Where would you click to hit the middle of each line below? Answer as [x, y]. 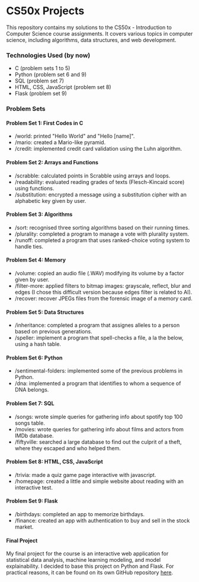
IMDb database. [34, 435]
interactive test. [34, 487]
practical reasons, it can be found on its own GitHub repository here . [90, 573]
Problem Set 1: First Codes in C [45, 123]
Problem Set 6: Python [35, 358]
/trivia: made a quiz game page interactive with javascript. [85, 475]
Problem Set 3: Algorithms [39, 214]
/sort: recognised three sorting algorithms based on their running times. [102, 227]
